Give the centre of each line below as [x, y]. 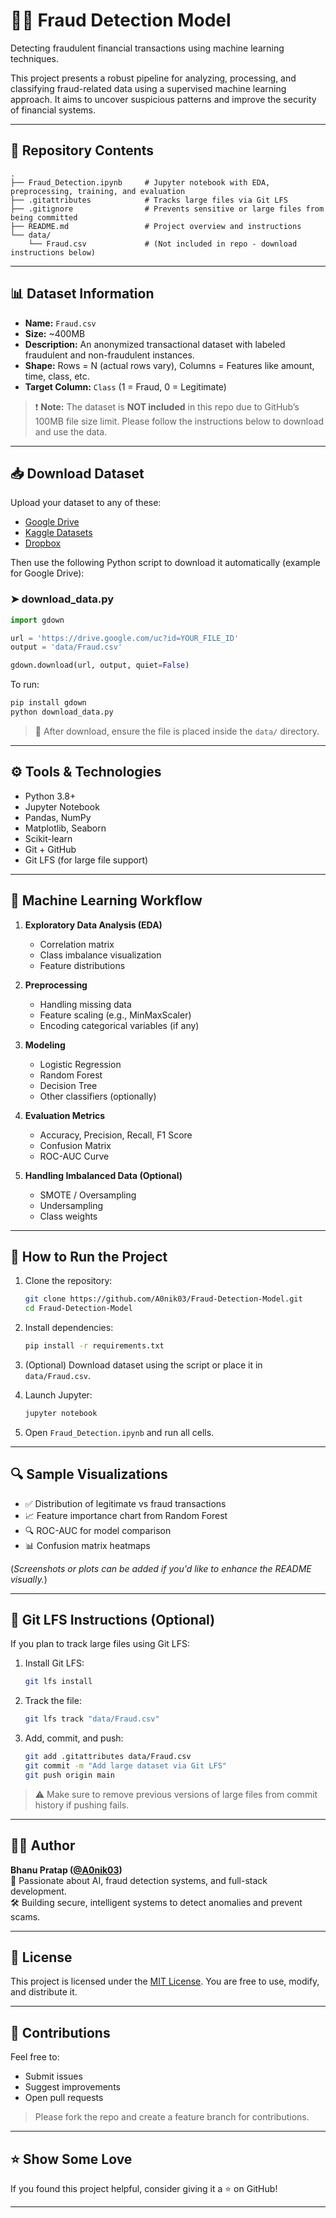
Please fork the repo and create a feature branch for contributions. [172, 2117]
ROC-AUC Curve [74, 1156]
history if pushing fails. [82, 1805]
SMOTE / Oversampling [88, 1195]
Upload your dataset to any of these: [86, 503]
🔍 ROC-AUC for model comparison [98, 1530]
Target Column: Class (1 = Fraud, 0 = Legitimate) [125, 386]
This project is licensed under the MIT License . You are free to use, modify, [165, 1981]
